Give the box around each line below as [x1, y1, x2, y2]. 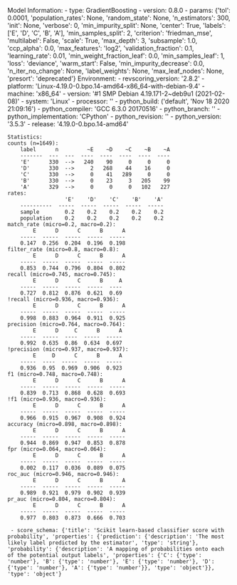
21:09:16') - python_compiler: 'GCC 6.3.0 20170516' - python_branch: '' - [7, 105, 221, 113]
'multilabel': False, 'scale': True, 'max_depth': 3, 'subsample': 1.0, [7, 36, 198, 45]
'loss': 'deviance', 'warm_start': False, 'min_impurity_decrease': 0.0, [7, 59, 205, 67]
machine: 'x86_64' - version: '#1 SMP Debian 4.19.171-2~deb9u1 [7, 89, 194, 98]
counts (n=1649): [7, 140, 59, 147]
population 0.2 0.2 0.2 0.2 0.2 [20, 215, 164, 222]
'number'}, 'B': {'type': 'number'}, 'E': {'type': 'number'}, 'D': [7, 558, 215, 565]
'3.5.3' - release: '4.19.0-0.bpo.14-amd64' [7, 120, 129, 128]
